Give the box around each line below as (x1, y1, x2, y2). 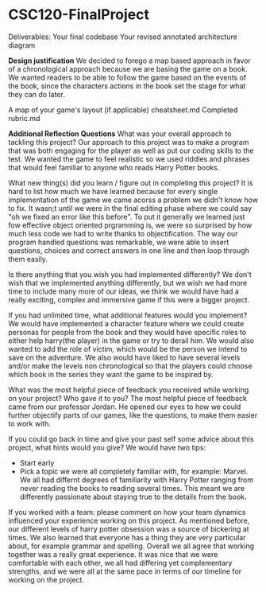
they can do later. (8, 89, 65, 99)
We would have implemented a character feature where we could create (8, 318, 245, 328)
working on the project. (8, 574, 85, 584)
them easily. (8, 254, 48, 263)
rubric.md (8, 113, 40, 123)
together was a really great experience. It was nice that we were (8, 549, 218, 559)
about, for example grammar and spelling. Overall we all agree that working (8, 541, 254, 551)
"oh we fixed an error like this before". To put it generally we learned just (8, 212, 245, 221)
